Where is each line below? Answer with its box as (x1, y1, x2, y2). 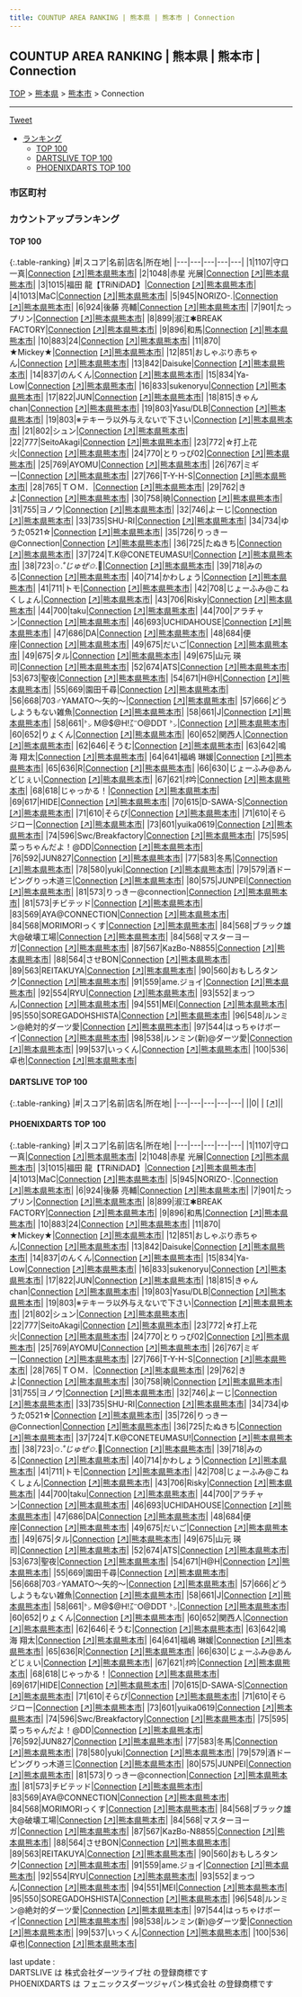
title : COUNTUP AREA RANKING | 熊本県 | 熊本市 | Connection (9, 13, 235, 22)
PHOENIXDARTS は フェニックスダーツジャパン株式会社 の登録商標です (9, 1978, 274, 1989)
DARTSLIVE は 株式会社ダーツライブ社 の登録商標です (9, 1966, 209, 1977)
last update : (9, 1956, 56, 1966)
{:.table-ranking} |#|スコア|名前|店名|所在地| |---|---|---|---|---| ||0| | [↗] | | (9, 1097, 284, 1108)
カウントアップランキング (9, 213, 120, 226)
